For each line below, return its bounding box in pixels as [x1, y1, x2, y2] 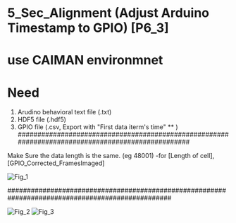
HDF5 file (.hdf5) [17, 115, 67, 124]
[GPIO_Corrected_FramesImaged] [7, 159, 105, 167]
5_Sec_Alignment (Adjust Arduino [7, 5, 210, 21]
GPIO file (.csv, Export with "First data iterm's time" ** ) [17, 123, 178, 131]
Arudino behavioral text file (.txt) [17, 108, 112, 116]
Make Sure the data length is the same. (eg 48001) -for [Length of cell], [7, 152, 215, 160]
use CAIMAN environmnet [7, 52, 163, 68]
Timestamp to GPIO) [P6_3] [7, 20, 169, 36]
